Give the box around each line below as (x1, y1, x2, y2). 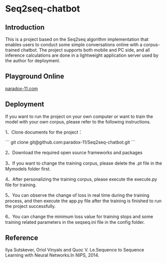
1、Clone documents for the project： (5, 129, 83, 135)
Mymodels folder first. (5, 166, 51, 172)
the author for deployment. (5, 58, 60, 63)
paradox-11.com (5, 85, 38, 91)
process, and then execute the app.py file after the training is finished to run (5, 198, 161, 204)
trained (5, 47, 20, 53)
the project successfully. (5, 203, 56, 209)
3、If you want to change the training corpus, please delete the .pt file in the (5, 160, 162, 166)
